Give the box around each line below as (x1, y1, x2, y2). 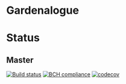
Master (6, 55, 34, 65)
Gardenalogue (6, 4, 80, 17)
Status (6, 31, 40, 45)
